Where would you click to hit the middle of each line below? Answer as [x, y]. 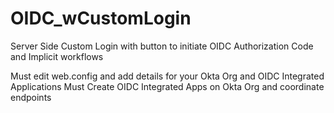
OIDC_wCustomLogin [101, 18]
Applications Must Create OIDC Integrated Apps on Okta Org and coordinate [167, 86]
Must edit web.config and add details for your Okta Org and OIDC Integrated [167, 76]
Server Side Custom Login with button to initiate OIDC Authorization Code [162, 46]
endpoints [31, 97]
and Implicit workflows [57, 56]
